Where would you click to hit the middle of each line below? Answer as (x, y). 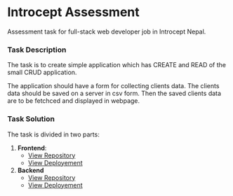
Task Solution (31, 119)
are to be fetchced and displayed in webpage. (74, 101)
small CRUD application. (42, 72)
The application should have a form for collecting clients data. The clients (113, 86)
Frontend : (32, 148)
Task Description (37, 50)
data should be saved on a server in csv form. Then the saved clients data (114, 93)
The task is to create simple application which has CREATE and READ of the (117, 65)
